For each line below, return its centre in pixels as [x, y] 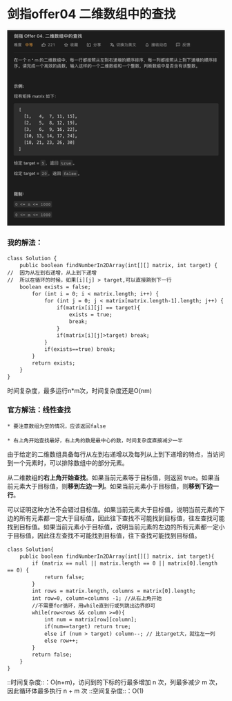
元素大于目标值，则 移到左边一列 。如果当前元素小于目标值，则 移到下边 [113, 486]
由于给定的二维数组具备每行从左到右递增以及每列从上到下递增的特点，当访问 [116, 454]
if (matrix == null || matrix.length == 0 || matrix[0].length [125, 563]
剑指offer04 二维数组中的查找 [91, 14]
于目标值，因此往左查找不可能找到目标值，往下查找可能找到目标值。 [104, 535]
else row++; [61, 641]
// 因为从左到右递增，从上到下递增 [52, 273]
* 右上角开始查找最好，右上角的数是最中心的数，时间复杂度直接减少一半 [95, 440]
